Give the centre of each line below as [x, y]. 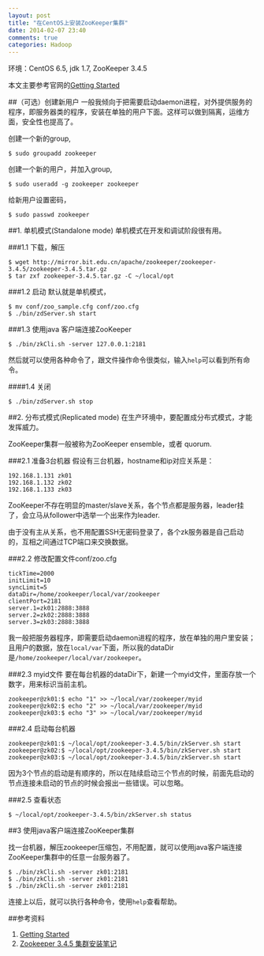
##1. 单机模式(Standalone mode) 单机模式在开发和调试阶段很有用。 [117, 231]
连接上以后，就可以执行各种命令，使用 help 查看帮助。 [95, 901]
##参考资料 [26, 919]
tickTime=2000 [32, 574]
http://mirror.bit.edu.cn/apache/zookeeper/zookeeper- [125, 263]
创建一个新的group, [39, 138]
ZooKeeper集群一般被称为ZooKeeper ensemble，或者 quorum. [110, 444]
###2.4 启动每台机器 [42, 729]
